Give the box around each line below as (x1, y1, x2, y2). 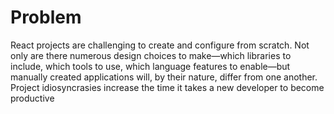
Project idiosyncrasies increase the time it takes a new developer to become (10, 81, 325, 93)
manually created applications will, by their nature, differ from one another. (10, 71, 318, 83)
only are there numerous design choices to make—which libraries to (10, 49, 292, 61)
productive (10, 92, 55, 104)
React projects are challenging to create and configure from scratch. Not (10, 39, 310, 51)
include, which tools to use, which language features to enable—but (10, 60, 291, 72)
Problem (10, 6, 82, 29)
